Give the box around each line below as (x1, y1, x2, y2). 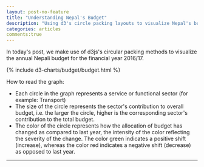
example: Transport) (15, 97, 66, 104)
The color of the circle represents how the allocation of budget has (15, 122, 183, 129)
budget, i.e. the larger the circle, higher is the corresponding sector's (15, 109, 188, 117)
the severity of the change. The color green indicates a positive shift (15, 135, 186, 143)
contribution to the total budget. (15, 116, 95, 123)
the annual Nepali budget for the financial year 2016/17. (6, 55, 144, 62)
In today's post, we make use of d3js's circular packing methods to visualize (6, 48, 197, 55)
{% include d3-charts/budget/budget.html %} (6, 66, 121, 73)
